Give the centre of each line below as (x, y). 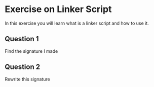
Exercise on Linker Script (58, 9)
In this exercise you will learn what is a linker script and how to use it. (77, 23)
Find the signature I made (31, 51)
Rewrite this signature (27, 79)
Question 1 (22, 39)
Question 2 (23, 67)
